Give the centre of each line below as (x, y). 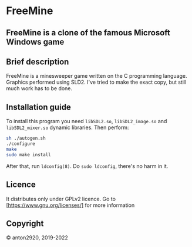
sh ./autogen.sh (26, 139)
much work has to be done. (39, 88)
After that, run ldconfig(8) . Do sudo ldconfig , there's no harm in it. (87, 166)
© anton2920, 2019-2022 (37, 238)
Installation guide (39, 107)
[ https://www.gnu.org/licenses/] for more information (70, 205)
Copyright (25, 223)
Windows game (35, 42)
